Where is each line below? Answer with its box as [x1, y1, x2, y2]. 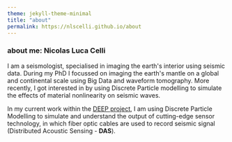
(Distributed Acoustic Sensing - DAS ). [7, 126, 116, 135]
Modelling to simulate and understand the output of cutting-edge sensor [7, 112, 215, 120]
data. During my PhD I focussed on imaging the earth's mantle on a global [7, 69, 219, 77]
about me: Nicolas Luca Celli [7, 46, 106, 55]
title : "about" [7, 17, 52, 24]
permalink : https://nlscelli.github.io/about [7, 23, 141, 30]
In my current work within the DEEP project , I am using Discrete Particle [7, 105, 212, 113]
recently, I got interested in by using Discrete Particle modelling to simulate [7, 84, 222, 92]
